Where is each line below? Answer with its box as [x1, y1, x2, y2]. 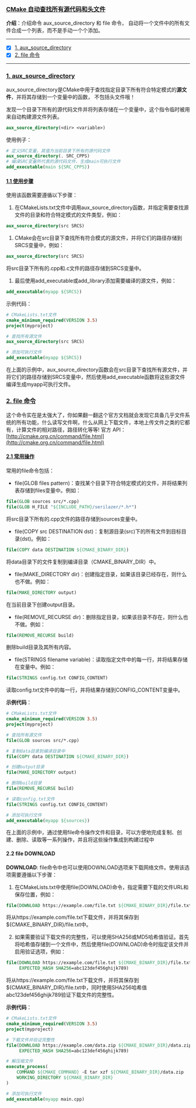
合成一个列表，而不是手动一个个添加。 [10, 27, 103, 34]
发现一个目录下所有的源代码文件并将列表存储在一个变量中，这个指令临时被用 [6, 105, 190, 112]
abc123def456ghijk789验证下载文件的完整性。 [6, 991, 118, 998]
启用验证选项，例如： [14, 948, 66, 955]
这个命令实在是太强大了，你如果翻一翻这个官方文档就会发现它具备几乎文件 [6, 411, 185, 418]
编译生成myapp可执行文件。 [6, 381, 74, 388]
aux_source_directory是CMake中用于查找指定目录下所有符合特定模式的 [6, 86, 177, 93]
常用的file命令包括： [6, 467, 55, 474]
